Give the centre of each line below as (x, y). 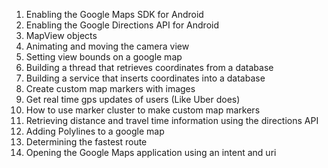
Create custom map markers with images (110, 88)
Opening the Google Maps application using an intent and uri (151, 152)
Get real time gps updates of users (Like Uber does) (133, 99)
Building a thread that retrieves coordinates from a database (149, 67)
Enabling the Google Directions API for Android (122, 25)
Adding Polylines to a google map (95, 131)
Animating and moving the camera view (107, 46)
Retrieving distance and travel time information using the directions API (172, 120)
